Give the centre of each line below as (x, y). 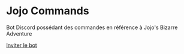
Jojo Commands (48, 11)
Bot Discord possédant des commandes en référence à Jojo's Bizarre (92, 27)
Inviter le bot (22, 45)
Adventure (19, 33)
